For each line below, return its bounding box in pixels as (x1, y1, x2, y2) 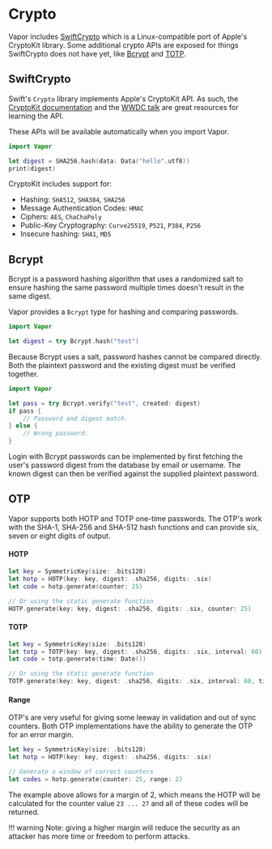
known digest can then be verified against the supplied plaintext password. (8, 469, 259, 478)
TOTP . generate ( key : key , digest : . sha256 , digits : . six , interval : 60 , (8, 677, 256, 686)
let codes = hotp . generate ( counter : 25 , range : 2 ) (8, 775, 183, 783)
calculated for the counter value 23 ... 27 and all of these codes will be (8, 798, 249, 808)
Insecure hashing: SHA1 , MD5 (19, 229, 112, 239)
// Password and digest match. (23, 414, 129, 422)
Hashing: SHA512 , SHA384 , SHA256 (19, 195, 125, 205)
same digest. (8, 291, 52, 301)
